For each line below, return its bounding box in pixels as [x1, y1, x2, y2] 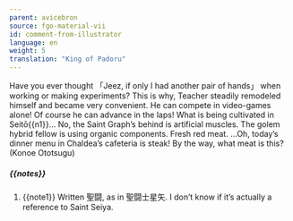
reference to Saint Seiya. [22, 201, 114, 212]
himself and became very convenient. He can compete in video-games [9, 100, 271, 110]
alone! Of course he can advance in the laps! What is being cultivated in [9, 109, 275, 120]
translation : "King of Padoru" [9, 55, 126, 64]
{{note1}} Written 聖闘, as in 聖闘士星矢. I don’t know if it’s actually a [22, 191, 272, 202]
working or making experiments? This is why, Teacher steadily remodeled [9, 90, 281, 101]
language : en [9, 38, 58, 47]
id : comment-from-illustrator [9, 30, 123, 38]
